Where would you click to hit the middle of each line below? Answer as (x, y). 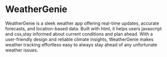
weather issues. (22, 50)
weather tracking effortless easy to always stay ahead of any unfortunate (81, 44)
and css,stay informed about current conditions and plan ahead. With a (79, 34)
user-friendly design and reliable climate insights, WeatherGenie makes (79, 39)
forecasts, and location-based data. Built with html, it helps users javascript (83, 28)
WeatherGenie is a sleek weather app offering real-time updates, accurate (82, 23)
